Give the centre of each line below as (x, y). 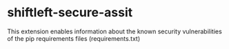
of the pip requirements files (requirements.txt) (73, 38)
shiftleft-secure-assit (70, 13)
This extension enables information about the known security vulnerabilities (114, 31)
